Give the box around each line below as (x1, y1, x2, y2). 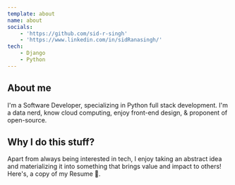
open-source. (7, 115, 47, 124)
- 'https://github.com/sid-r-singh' (20, 30, 128, 37)
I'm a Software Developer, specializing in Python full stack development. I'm (7, 101, 228, 109)
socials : (7, 23, 33, 30)
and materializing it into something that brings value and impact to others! (7, 162, 222, 171)
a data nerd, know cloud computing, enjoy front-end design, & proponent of (7, 108, 228, 117)
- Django (20, 50, 46, 57)
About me (7, 82, 52, 94)
